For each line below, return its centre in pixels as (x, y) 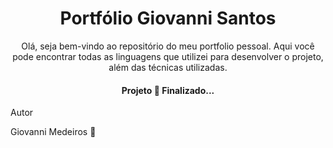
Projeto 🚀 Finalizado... (168, 90)
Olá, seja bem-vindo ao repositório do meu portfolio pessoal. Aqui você (168, 46)
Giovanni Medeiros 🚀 (53, 132)
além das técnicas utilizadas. (168, 67)
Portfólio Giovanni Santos (168, 18)
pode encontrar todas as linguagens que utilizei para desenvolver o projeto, (168, 56)
